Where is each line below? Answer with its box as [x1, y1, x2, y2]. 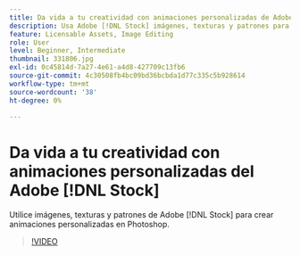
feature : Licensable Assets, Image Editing [9, 29, 174, 38]
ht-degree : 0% [9, 95, 62, 105]
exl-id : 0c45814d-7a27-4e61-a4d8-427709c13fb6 [9, 63, 186, 72]
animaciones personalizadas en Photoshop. [9, 219, 170, 230]
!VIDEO [30, 236, 58, 247]
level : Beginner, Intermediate [9, 46, 126, 55]
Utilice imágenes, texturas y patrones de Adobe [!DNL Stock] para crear [9, 210, 274, 220]
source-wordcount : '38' [9, 87, 98, 96]
